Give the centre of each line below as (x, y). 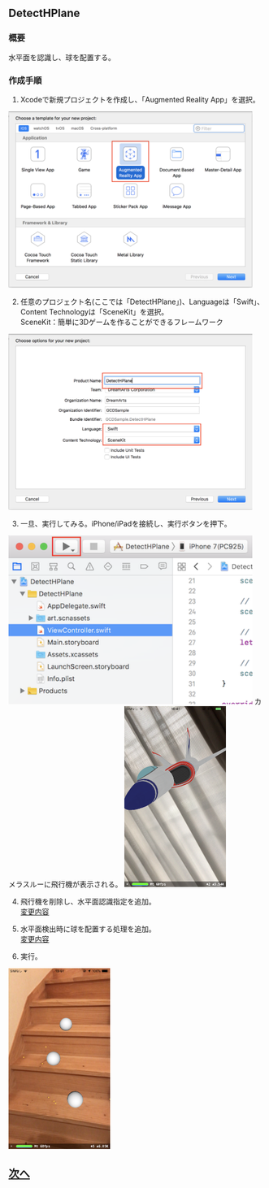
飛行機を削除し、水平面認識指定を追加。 (88, 901)
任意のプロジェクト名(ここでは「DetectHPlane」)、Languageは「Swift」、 (142, 301)
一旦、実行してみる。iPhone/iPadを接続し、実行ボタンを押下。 (126, 524)
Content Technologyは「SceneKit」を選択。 (94, 311)
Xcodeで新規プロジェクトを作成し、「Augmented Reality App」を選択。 (140, 99)
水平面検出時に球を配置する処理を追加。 (88, 929)
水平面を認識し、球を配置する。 (62, 57)
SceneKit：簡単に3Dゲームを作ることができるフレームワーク (121, 322)
